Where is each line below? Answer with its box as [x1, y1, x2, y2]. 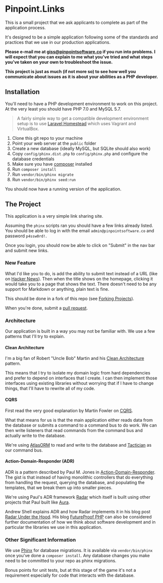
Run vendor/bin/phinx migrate [12, 171, 74, 177]
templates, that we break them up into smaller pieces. [5, 485, 113, 490]
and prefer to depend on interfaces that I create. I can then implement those [5, 375, 157, 381]
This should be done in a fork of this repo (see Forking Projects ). [5, 296, 135, 301]
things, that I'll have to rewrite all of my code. [5, 386, 95, 392]
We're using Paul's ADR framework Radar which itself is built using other [5, 494, 151, 500]
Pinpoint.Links [5, 3, 65, 15]
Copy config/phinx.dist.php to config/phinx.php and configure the [12, 150, 148, 156]
